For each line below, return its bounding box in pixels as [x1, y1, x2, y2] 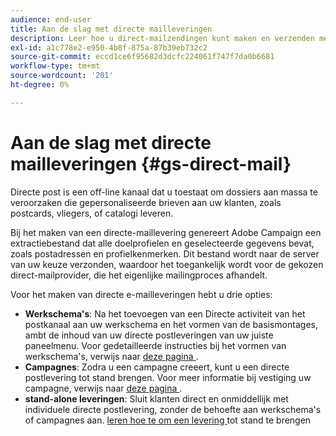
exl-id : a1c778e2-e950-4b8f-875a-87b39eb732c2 [10, 42, 208, 53]
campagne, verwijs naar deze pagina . [24, 382, 183, 394]
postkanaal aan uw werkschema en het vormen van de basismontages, [24, 318, 318, 330]
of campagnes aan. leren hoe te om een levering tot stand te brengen [24, 414, 312, 426]
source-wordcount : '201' [10, 71, 114, 81]
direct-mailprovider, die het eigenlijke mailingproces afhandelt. [10, 269, 268, 281]
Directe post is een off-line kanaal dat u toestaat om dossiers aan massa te [10, 186, 318, 198]
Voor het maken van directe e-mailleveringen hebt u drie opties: [10, 288, 273, 300]
